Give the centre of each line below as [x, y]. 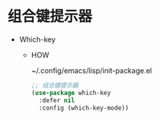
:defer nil [57, 100]
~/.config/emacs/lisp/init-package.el [92, 70]
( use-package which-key [71, 93]
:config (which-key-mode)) [84, 108]
